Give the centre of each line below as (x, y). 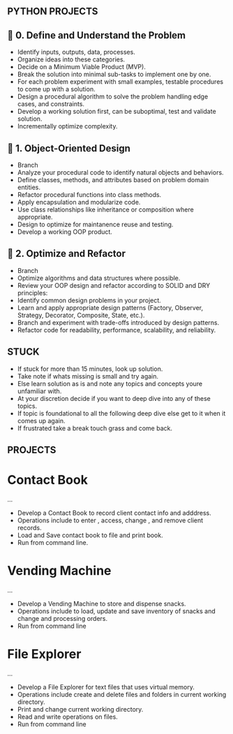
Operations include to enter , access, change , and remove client (110, 520)
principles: (32, 293)
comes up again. (41, 420)
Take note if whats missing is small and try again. (88, 376)
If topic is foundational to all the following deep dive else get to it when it (121, 413)
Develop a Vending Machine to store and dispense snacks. (102, 603)
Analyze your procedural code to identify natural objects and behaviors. (121, 173)
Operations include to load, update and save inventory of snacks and (116, 611)
